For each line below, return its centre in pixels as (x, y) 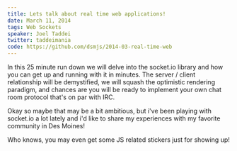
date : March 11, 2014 (39, 21)
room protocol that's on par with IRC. (61, 97)
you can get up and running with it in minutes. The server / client (102, 74)
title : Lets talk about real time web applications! (87, 14)
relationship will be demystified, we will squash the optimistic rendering (111, 82)
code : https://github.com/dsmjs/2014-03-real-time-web (90, 47)
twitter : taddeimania (39, 40)
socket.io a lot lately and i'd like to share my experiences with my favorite (114, 118)
